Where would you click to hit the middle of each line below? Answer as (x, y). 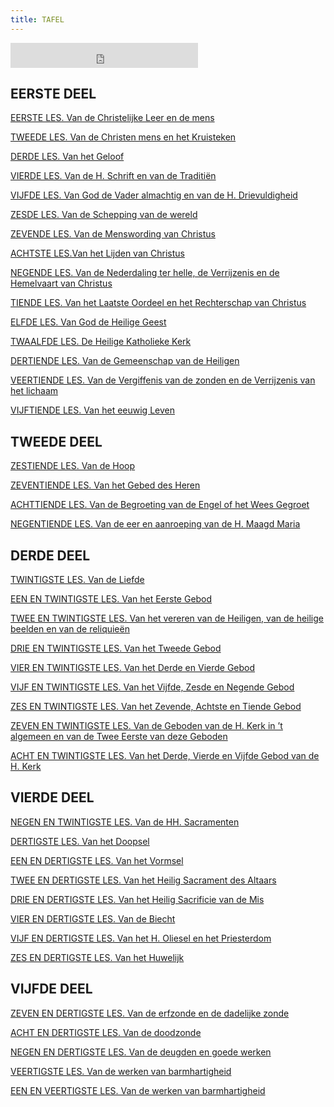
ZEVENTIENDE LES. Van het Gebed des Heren (105, 485)
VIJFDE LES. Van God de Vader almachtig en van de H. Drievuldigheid (154, 195)
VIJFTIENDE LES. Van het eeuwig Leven (92, 410)
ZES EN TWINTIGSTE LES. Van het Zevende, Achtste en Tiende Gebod (156, 707)
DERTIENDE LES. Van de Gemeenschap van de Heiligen (125, 361)
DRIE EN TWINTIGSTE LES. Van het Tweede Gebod (116, 648)
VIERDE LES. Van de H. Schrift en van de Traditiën (113, 176)
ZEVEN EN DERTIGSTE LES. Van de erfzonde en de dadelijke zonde (150, 1013)
